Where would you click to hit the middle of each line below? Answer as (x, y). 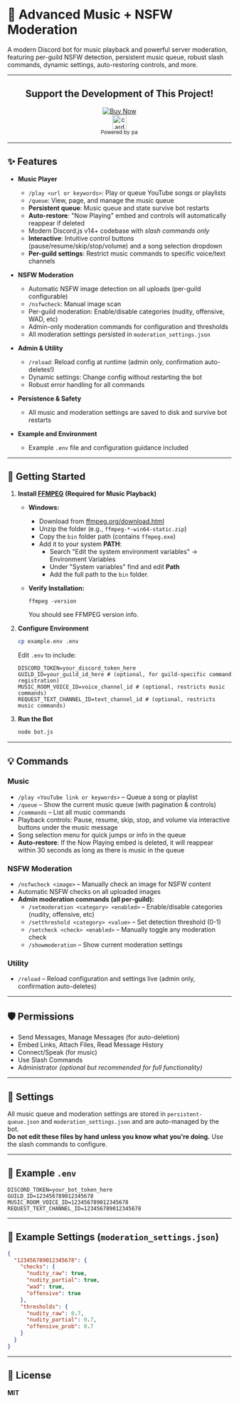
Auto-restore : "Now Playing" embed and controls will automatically (127, 215)
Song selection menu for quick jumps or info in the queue (102, 835)
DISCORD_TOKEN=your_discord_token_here (77, 668)
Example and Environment (57, 433)
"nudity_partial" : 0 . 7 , (62, 1320)
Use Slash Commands (50, 1060)
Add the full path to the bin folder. (99, 575)
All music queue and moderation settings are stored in (86, 1114)
